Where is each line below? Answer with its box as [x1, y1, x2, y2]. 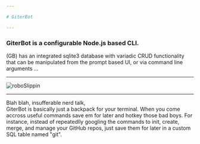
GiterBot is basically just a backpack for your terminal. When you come [6, 105, 180, 112]
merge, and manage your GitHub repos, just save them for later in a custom [6, 124, 191, 132]
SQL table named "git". [6, 130, 62, 137]
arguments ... [6, 65, 39, 72]
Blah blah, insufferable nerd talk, [6, 99, 86, 106]
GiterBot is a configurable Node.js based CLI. [6, 39, 139, 47]
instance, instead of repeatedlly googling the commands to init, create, [6, 118, 180, 125]
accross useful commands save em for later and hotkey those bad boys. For [6, 111, 193, 119]
